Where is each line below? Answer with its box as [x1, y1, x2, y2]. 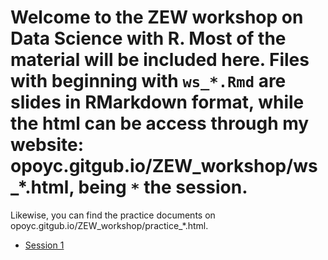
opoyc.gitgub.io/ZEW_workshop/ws [10, 155, 318, 178]
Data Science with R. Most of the [10, 27, 287, 50]
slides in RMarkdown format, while [10, 91, 305, 114]
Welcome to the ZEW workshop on [10, 6, 304, 29]
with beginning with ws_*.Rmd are [10, 70, 287, 93]
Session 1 [24, 239, 65, 251]
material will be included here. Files [10, 49, 310, 71]
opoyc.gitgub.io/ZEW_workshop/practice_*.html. [10, 219, 209, 231]
